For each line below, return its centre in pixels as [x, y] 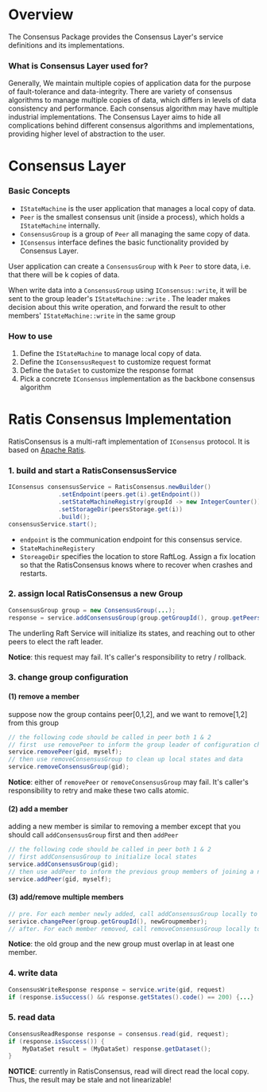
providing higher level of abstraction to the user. [87, 134]
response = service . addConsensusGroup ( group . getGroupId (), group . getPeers [135, 618]
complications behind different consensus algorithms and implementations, [132, 126]
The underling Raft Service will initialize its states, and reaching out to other [132, 633]
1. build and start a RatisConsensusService [93, 470]
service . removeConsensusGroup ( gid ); [69, 767]
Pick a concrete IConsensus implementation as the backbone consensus [137, 379]
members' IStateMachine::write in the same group [92, 315]
